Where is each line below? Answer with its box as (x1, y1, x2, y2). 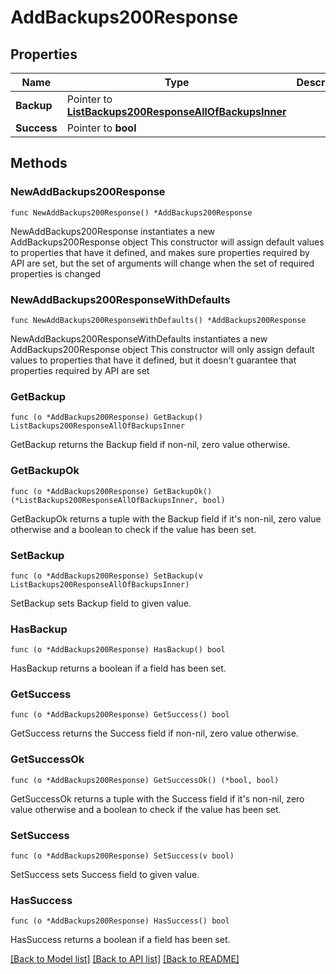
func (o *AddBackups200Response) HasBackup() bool (10, 645, 226, 655)
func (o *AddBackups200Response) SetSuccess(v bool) (10, 851, 235, 861)
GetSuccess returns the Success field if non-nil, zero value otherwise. (10, 727, 299, 740)
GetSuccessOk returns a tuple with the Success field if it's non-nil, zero (10, 792, 305, 805)
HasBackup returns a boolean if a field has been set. (10, 662, 227, 675)
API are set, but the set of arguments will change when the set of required (10, 257, 315, 269)
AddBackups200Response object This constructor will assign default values (10, 236, 325, 248)
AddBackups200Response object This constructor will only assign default (10, 343, 315, 355)
